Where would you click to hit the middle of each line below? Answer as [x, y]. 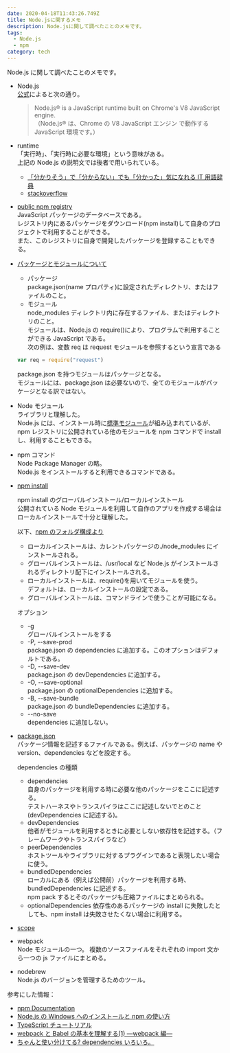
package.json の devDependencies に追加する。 [96, 675]
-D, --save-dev [48, 666]
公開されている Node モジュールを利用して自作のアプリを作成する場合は [119, 508]
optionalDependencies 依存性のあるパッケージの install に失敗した [121, 905]
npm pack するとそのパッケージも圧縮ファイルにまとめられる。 [117, 896]
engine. [45, 115]
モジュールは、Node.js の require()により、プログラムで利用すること [124, 330]
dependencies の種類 [47, 767]
